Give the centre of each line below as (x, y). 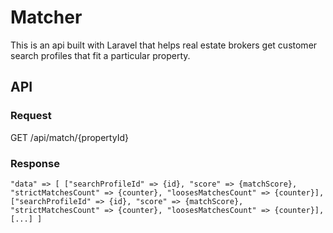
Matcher (46, 17)
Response (35, 163)
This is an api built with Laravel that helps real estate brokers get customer (164, 45)
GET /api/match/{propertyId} (69, 137)
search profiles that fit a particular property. (100, 55)
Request (31, 116)
